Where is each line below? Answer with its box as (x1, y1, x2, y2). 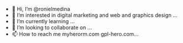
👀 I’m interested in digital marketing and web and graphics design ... (11, 12, 178, 19)
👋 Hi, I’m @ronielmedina (11, 6, 70, 12)
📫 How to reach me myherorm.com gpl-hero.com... (11, 31, 139, 37)
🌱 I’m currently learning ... (11, 18, 75, 24)
